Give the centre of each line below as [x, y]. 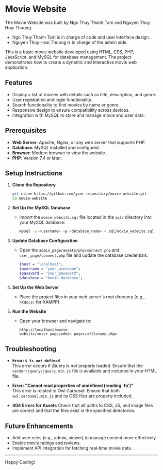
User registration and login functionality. [52, 100]
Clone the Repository [34, 185]
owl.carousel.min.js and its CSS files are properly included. [72, 396]
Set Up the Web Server [35, 287]
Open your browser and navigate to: [55, 321]
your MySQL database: [42, 223]
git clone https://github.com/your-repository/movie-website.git [79, 194]
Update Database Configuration [45, 241]
